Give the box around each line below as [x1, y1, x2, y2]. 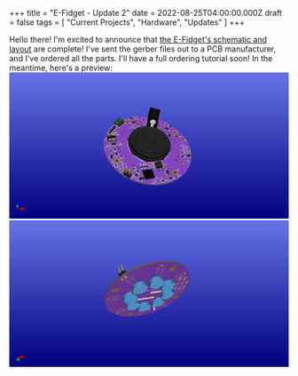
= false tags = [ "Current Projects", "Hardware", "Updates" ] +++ [9, 17, 246, 28]
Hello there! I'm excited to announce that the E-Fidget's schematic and [9, 35, 268, 44]
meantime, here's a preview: [9, 62, 113, 73]
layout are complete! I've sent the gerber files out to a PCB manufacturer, [9, 44, 277, 54]
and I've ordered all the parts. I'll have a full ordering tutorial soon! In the [9, 53, 273, 63]
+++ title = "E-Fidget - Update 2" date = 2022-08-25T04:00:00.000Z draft [9, 8, 282, 18]
